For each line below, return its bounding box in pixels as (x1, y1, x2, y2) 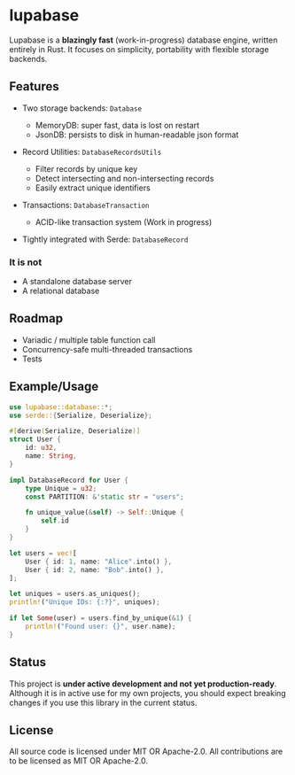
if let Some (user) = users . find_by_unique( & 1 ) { (9, 614, 192, 623)
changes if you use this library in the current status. (9, 697, 198, 708)
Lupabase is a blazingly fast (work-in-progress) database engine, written (9, 35, 278, 45)
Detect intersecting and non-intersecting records (35, 173, 214, 183)
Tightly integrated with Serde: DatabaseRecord (21, 234, 189, 244)
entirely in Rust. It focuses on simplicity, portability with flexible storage (9, 43, 269, 54)
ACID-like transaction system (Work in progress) (35, 216, 213, 227)
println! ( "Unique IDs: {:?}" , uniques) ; (9, 598, 161, 607)
